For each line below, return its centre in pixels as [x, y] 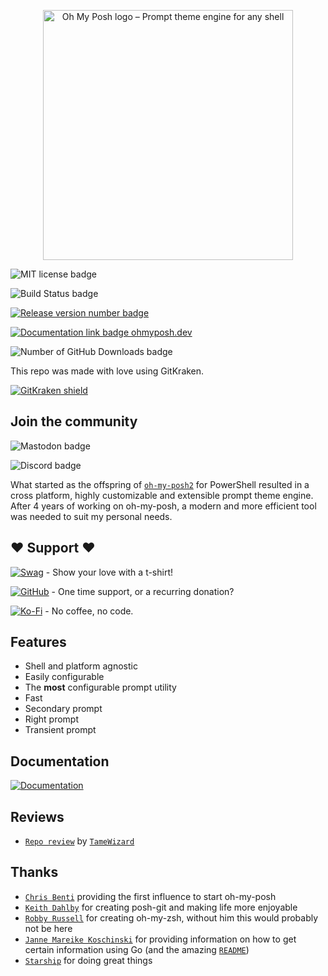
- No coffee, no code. [89, 611]
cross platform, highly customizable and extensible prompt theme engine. [162, 495]
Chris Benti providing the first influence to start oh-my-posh [150, 896]
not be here [48, 928]
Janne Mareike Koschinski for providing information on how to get [160, 939]
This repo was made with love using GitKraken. [107, 371]
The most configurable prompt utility [100, 687]
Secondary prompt [63, 709]
